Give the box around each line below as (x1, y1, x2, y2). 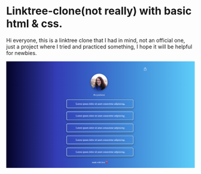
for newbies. (6, 49, 37, 56)
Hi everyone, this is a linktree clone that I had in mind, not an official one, (6, 36, 185, 44)
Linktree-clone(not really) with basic (6, 4, 192, 18)
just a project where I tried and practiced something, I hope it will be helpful (6, 43, 193, 50)
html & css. (6, 17, 63, 30)
